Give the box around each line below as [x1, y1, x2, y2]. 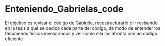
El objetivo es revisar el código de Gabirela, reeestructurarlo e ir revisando [5, 20, 158, 26]
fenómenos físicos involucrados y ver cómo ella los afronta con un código [5, 30, 157, 36]
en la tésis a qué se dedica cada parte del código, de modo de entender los [5, 25, 161, 31]
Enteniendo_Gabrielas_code [5, 3, 124, 15]
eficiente [5, 36, 23, 42]
